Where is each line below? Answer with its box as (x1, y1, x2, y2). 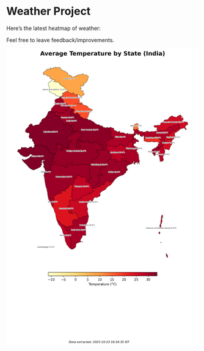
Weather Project (6, 4, 91, 18)
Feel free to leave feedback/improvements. (6, 36, 115, 43)
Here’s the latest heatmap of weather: (6, 24, 101, 32)
